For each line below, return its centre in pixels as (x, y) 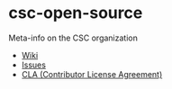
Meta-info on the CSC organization (73, 38)
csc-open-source (76, 13)
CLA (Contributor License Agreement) (92, 74)
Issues (34, 65)
